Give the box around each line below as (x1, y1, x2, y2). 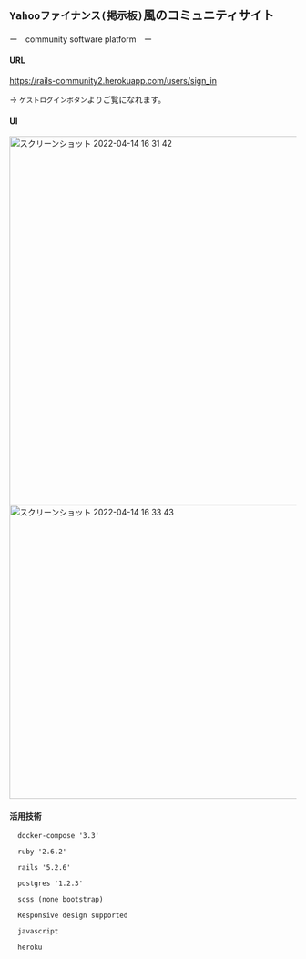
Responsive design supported (17, 911, 128, 921)
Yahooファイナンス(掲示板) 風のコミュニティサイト (9, 7, 275, 24)
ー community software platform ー (9, 34, 153, 45)
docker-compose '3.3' (17, 831, 100, 841)
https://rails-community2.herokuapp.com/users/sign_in (9, 76, 217, 87)
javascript (17, 927, 59, 936)
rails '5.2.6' (17, 863, 71, 872)
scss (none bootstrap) (17, 895, 104, 904)
